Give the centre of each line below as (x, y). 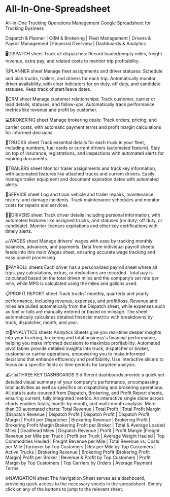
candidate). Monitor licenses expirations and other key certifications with (81, 226)
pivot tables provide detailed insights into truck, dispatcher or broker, (77, 348)
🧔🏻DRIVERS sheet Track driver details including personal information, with (83, 215)
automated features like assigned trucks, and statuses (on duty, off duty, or (84, 220)
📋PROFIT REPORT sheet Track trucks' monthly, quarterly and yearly (77, 293)
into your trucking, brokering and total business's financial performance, (81, 337)
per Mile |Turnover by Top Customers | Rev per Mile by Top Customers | (80, 446)
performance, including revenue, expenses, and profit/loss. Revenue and (81, 301)
